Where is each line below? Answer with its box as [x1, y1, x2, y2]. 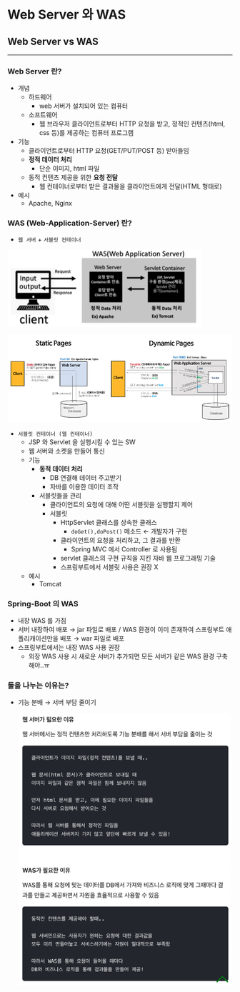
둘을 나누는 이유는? [7, 680, 69, 690]
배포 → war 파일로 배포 [59, 634, 125, 643]
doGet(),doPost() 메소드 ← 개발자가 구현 [71, 526, 188, 536]
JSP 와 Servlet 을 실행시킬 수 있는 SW [28, 437, 136, 446]
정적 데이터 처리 [28, 155, 73, 164]
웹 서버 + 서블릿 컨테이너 [17, 235, 81, 244]
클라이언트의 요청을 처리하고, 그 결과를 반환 [60, 536, 181, 544]
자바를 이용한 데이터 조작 [49, 482, 119, 491]
